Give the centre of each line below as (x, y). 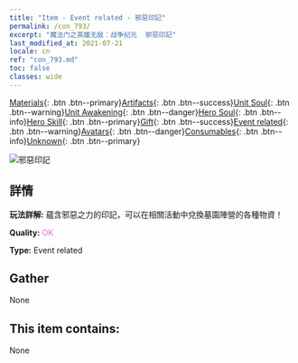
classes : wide (36, 77)
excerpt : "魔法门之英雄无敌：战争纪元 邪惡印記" (93, 34)
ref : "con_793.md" (44, 60)
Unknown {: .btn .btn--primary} (84, 140)
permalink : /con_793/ (50, 26)
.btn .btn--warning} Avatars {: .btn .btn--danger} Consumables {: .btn (134, 131)
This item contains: (65, 328)
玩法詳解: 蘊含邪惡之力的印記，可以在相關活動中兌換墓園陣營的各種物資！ (146, 215)
